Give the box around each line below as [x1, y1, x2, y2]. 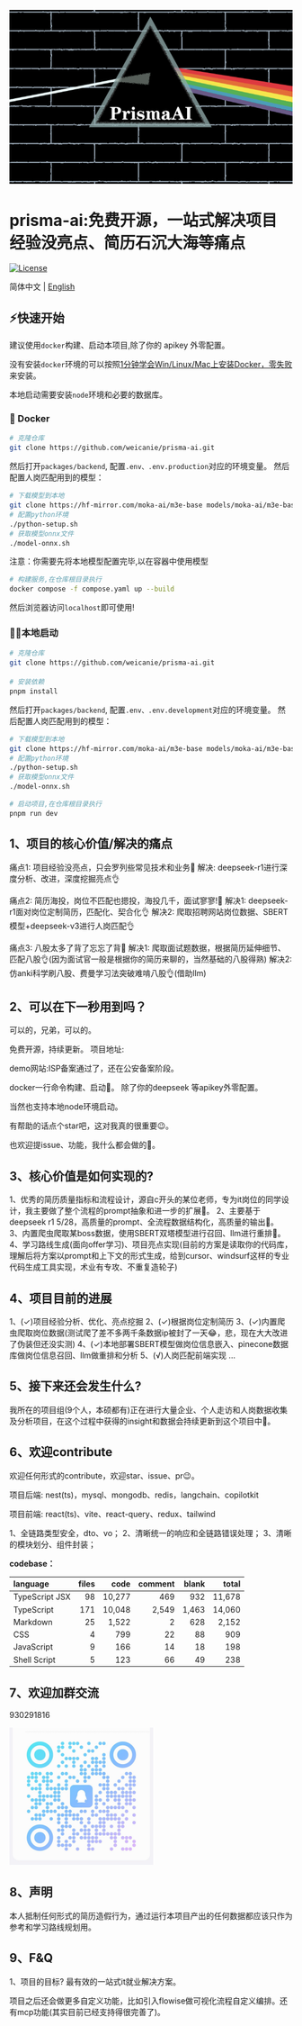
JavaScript [13, 1642, 54, 1652]
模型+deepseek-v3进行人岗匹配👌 [9, 920, 135, 931]
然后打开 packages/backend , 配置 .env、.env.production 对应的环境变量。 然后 [9, 461, 290, 472]
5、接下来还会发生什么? [9, 1379, 142, 1394]
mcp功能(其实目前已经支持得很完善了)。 [16, 2006, 166, 2017]
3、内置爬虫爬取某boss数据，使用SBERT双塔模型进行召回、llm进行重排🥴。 [9, 1228, 286, 1239]
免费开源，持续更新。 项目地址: [9, 1044, 124, 1054]
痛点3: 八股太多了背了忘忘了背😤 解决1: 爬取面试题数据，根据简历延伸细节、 [9, 942, 286, 953]
